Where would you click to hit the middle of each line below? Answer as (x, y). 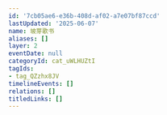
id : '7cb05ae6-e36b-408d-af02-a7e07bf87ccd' (84, 16)
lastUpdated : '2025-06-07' (54, 23)
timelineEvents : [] (41, 83)
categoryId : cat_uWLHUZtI (52, 62)
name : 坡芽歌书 (31, 31)
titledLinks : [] (35, 99)
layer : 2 (23, 46)
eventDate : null (35, 53)
